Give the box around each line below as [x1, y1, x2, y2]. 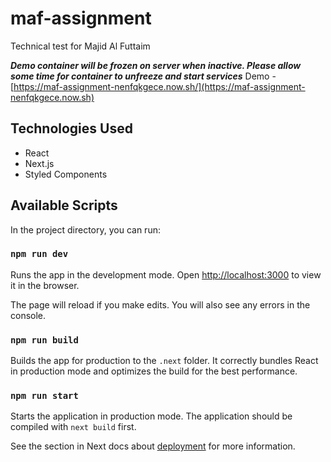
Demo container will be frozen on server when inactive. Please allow [10, 59, 302, 71]
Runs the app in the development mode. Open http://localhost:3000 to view [10, 268, 322, 281]
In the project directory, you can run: [10, 223, 161, 236]
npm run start [10, 390, 79, 402]
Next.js [24, 157, 55, 169]
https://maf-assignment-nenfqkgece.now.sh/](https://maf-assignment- [13, 80, 306, 92]
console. [10, 309, 47, 321]
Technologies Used [10, 120, 133, 137]
